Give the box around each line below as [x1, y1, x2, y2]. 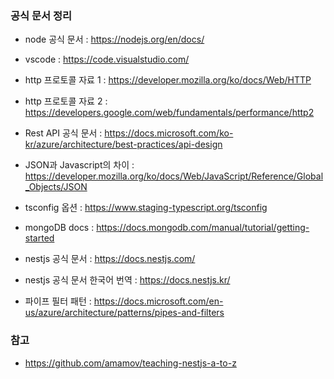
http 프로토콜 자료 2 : [24, 95, 108, 107]
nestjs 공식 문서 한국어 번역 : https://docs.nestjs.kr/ [24, 274, 231, 286]
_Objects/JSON [24, 181, 88, 193]
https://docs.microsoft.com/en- [93, 295, 224, 307]
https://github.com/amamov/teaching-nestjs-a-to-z [24, 357, 237, 369]
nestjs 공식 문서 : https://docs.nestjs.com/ [24, 253, 196, 265]
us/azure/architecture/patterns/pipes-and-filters [24, 307, 225, 319]
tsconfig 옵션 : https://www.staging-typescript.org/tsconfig [24, 202, 268, 214]
